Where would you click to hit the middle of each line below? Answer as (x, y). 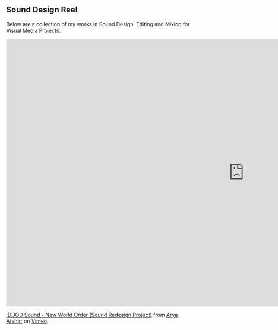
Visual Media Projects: (34, 30)
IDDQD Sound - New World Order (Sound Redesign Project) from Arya (92, 315)
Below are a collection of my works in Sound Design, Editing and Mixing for (98, 24)
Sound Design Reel (42, 10)
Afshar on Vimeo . (27, 321)
